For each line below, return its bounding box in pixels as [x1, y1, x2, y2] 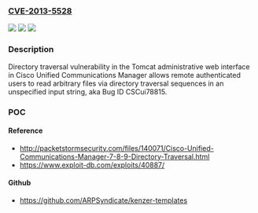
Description [8, 44, 54, 55]
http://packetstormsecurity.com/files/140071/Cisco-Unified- [19, 143, 214, 152]
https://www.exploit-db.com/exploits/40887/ [19, 160, 165, 170]
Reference [8, 126, 43, 135]
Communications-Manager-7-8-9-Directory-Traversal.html [19, 152, 210, 161]
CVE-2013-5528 [8, 6, 72, 17]
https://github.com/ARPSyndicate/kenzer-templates [19, 195, 188, 205]
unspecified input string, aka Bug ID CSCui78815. [8, 86, 168, 96]
